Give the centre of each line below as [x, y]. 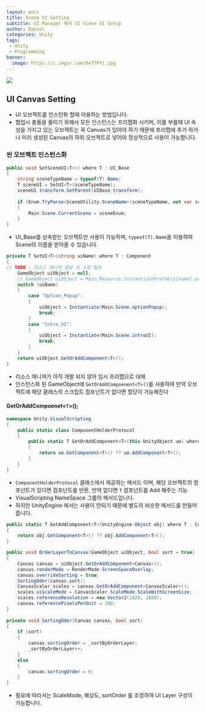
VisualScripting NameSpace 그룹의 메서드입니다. [75, 497]
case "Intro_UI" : [50, 324]
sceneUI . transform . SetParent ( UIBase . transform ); [80, 191]
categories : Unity [30, 35]
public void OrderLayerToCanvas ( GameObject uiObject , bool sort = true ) [101, 553]
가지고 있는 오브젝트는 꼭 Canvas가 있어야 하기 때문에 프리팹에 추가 [107, 130]
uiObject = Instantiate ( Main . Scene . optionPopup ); [103, 307]
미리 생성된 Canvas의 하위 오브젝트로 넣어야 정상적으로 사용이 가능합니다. [109, 137]
